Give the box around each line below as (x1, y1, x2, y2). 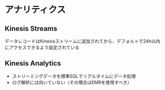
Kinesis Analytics (5, 59, 62, 67)
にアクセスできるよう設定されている (5, 44, 80, 50)
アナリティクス (5, 4, 66, 15)
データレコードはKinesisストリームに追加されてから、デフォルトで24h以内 (5, 38, 160, 44)
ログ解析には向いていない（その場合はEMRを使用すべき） (12, 79, 132, 85)
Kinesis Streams (5, 24, 58, 32)
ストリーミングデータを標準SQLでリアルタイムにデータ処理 (12, 73, 136, 79)
